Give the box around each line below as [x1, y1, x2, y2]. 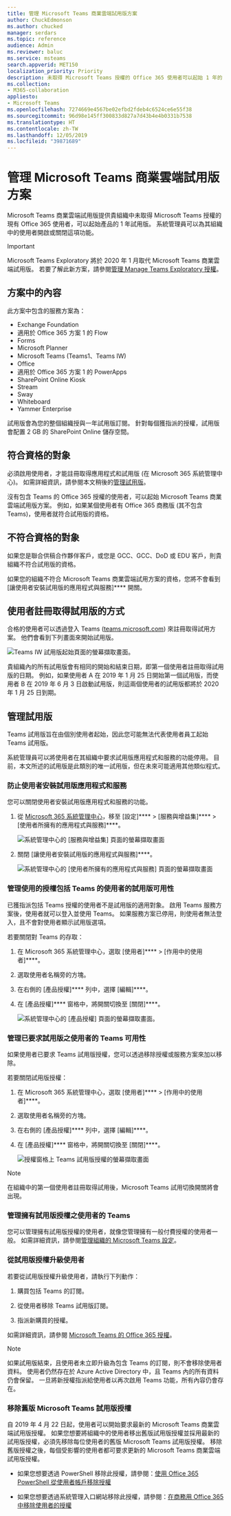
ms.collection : [7, 81, 51, 87]
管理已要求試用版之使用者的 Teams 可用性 [7, 1033, 146, 1043]
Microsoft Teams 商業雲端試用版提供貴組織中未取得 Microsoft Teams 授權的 [7, 211, 222, 220]
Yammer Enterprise [16, 404, 72, 413]
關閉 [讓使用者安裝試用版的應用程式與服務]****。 [16, 850, 157, 859]
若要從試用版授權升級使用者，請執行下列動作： [7, 1272, 140, 1281]
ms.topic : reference [7, 36, 67, 43]
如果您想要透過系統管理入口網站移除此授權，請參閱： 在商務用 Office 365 [16, 1492, 224, 1501]
